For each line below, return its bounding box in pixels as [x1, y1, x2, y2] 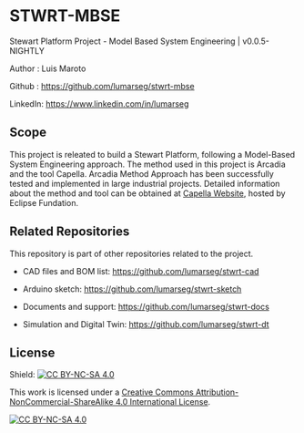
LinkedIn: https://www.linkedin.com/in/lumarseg [9, 98, 189, 109]
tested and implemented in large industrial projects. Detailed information [9, 178, 280, 189]
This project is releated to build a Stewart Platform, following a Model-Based [9, 149, 296, 160]
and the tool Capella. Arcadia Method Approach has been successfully [9, 168, 275, 179]
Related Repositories [9, 224, 130, 240]
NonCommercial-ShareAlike [9, 397, 114, 407]
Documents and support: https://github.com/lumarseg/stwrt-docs [22, 301, 270, 312]
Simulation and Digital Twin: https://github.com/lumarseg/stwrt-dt [22, 318, 270, 329]
